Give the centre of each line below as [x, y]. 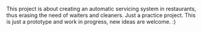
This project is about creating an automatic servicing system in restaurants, [101, 9]
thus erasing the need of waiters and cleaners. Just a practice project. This [101, 15]
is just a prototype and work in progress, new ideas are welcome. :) [91, 22]
